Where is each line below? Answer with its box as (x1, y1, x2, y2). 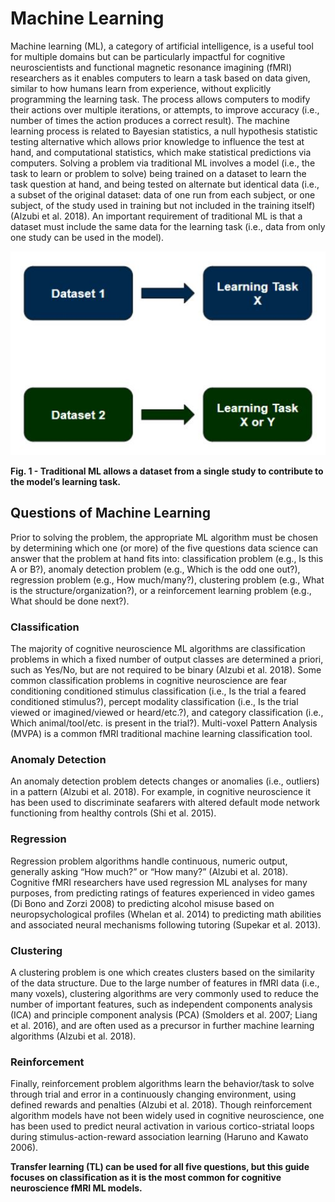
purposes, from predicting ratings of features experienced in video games (10, 887, 315, 899)
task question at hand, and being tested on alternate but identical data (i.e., (10, 178, 320, 190)
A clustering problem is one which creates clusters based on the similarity (10, 967, 315, 979)
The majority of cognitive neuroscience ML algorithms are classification (10, 643, 306, 655)
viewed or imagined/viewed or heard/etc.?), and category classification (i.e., (10, 707, 324, 719)
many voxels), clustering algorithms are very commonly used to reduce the (10, 988, 319, 1000)
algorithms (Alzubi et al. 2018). (10, 1030, 137, 1042)
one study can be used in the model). (10, 231, 165, 243)
